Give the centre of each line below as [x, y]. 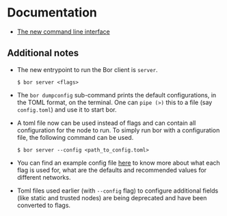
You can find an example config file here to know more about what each [118, 163]
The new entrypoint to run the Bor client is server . [88, 69]
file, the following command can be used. [75, 137]
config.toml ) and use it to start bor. [67, 109]
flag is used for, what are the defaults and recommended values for [112, 170]
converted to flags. [43, 205]
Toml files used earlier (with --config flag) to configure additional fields [118, 191]
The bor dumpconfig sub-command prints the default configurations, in [117, 95]
